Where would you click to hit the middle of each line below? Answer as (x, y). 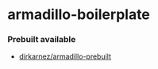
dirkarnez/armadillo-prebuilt (65, 56)
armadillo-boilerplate (79, 15)
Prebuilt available (42, 40)
